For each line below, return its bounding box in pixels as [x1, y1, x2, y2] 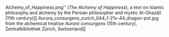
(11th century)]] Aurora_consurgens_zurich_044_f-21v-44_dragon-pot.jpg [5, 15, 159, 21]
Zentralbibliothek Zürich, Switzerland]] [5, 26, 86, 32]
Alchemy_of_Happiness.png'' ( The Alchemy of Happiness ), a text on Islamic [5, 5, 164, 10]
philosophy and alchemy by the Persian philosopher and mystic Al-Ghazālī [5, 10, 161, 16]
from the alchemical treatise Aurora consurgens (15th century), [5, 20, 137, 26]
